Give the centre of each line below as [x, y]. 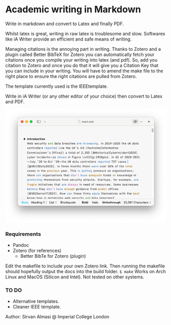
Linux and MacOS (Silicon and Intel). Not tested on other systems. [75, 277]
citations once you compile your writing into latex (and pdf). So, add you [81, 60]
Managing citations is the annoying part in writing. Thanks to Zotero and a [83, 49]
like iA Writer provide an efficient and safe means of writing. [69, 39]
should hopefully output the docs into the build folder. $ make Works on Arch [86, 272]
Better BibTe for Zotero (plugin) [53, 256]
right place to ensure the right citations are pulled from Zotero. [71, 76]
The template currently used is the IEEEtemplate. [57, 86]
